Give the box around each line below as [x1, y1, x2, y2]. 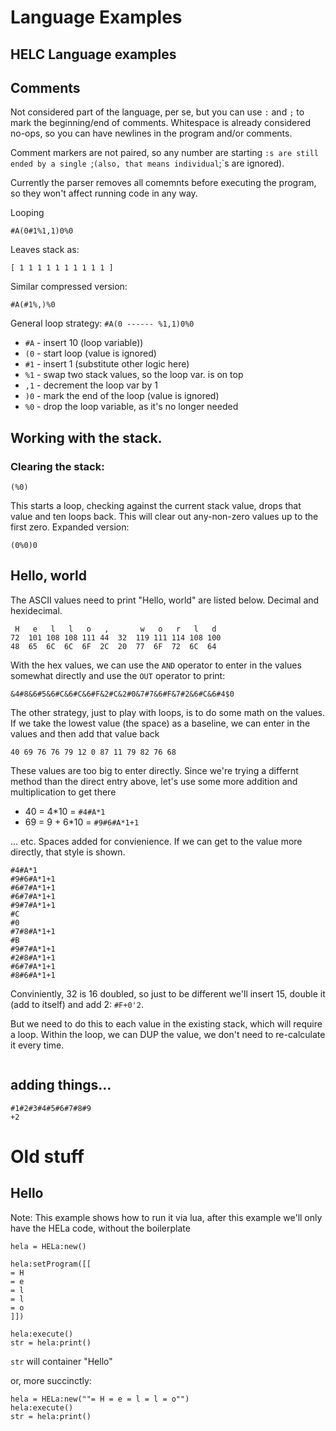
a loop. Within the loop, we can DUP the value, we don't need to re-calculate [10, 1028, 326, 1040]
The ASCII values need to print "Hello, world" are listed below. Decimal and [10, 594, 320, 606]
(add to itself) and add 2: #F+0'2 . [10, 998, 144, 1010]
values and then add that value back [10, 727, 160, 740]
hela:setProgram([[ [10, 1259, 92, 1269]
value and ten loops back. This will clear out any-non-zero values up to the [10, 511, 319, 523]
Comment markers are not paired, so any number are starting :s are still [10, 147, 319, 159]
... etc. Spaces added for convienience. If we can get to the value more [10, 835, 303, 847]
